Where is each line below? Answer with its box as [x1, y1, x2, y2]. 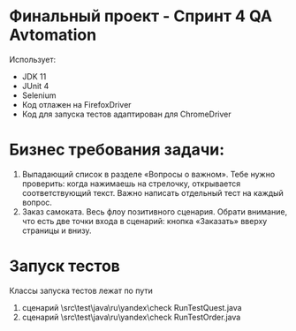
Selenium [21, 90, 57, 101]
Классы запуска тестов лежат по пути [9, 285, 153, 296]
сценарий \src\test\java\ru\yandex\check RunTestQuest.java [21, 302, 242, 312]
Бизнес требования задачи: [9, 139, 225, 160]
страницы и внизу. [21, 225, 92, 236]
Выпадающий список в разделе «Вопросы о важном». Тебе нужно [21, 169, 276, 179]
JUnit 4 [21, 80, 49, 91]
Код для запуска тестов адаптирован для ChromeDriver [21, 109, 231, 119]
